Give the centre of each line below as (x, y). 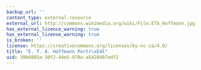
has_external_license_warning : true (53, 35)
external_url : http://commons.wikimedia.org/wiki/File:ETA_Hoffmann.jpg (101, 23)
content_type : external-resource (49, 18)
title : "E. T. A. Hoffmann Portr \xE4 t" (57, 52)
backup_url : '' (26, 12)
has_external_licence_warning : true (53, 29)
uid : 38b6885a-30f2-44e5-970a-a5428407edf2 (63, 57)
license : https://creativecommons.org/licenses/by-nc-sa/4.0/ (87, 46)
